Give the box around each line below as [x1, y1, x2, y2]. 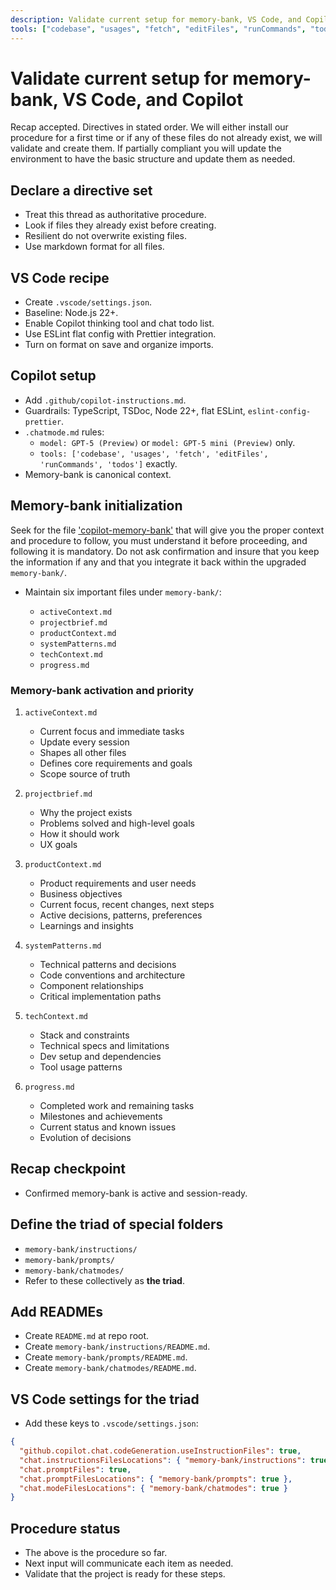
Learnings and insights [39, 919, 134, 931]
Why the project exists [39, 806, 133, 818]
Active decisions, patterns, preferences [39, 909, 203, 921]
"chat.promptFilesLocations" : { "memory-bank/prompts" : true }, [19, 1474, 293, 1484]
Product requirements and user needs [39, 877, 197, 889]
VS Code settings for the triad [10, 1391, 200, 1408]
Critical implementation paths [39, 990, 162, 1002]
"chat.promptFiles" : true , [19, 1464, 132, 1475]
